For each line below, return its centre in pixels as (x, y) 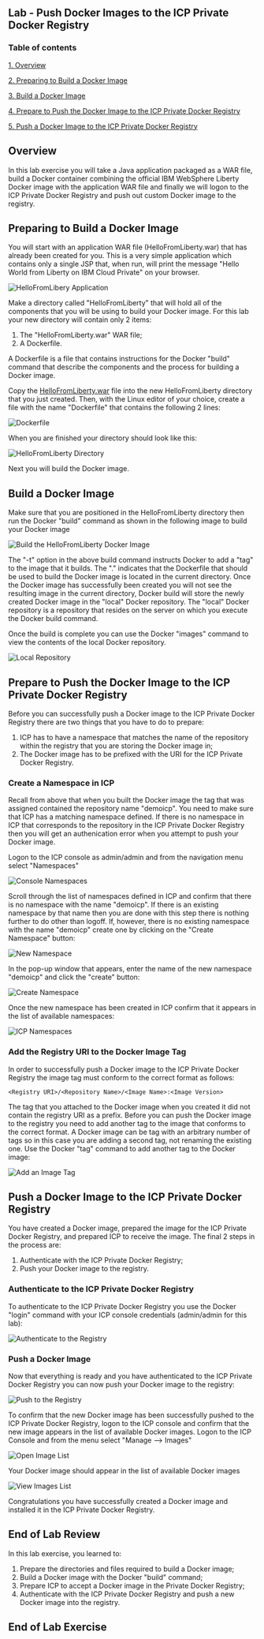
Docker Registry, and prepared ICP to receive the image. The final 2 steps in (132, 1237)
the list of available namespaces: (61, 1016)
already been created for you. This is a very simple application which (120, 256)
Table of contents (43, 48)
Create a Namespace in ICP (61, 783)
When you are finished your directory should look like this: (102, 438)
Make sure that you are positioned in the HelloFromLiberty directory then (126, 513)
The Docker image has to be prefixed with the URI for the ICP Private (131, 754)
